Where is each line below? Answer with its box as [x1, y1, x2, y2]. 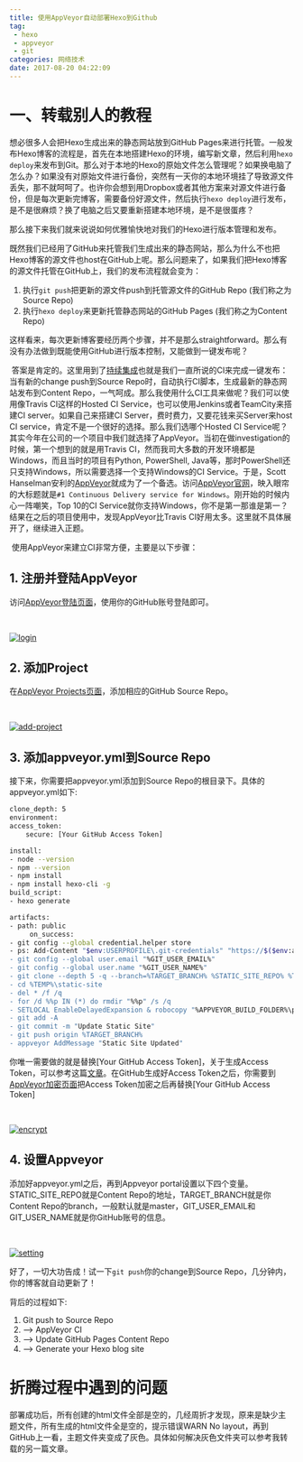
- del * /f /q [9, 988, 63, 997]
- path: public [9, 921, 67, 930]
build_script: [9, 888, 63, 898]
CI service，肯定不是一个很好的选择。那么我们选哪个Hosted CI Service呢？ [9, 421, 289, 431]
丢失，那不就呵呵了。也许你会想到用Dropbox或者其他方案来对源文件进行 [9, 181, 279, 192]
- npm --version [9, 863, 70, 872]
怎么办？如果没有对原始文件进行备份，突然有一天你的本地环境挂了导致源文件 [9, 171, 294, 181]
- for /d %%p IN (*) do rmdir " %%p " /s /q [9, 996, 171, 1006]
